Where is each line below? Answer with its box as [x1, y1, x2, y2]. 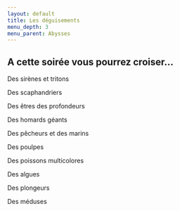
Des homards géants [7, 115, 68, 124]
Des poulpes [7, 143, 44, 151]
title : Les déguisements [7, 17, 80, 24]
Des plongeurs [7, 184, 50, 192]
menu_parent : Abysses [7, 30, 71, 37]
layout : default [7, 10, 55, 18]
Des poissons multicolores [7, 156, 84, 165]
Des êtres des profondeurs [7, 102, 86, 110]
